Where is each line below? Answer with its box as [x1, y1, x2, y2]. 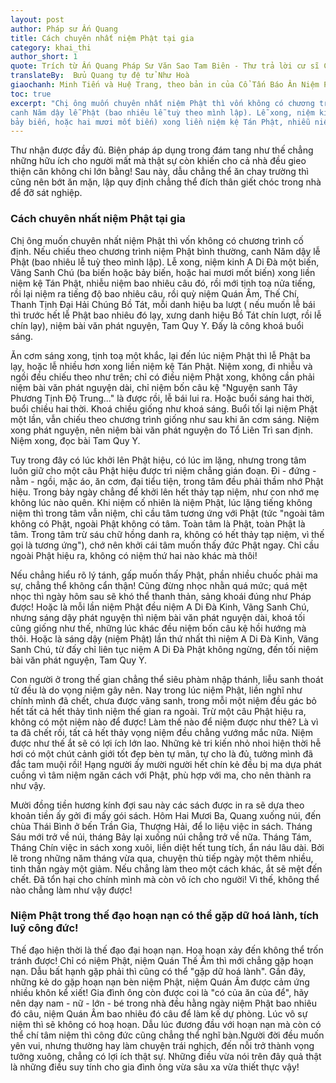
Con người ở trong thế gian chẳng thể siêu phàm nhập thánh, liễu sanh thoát [10, 673, 324, 685]
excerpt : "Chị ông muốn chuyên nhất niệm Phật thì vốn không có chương [10, 98, 315, 108]
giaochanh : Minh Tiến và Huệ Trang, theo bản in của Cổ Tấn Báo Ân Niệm [10, 80, 320, 90]
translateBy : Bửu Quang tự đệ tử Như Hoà [10, 71, 190, 81]
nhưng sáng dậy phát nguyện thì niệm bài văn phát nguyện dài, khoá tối [10, 611, 306, 623]
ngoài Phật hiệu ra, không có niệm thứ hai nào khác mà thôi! [10, 549, 258, 561]
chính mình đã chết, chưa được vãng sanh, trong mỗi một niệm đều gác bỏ [10, 694, 317, 706]
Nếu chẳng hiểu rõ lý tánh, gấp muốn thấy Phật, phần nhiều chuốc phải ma [10, 569, 318, 581]
